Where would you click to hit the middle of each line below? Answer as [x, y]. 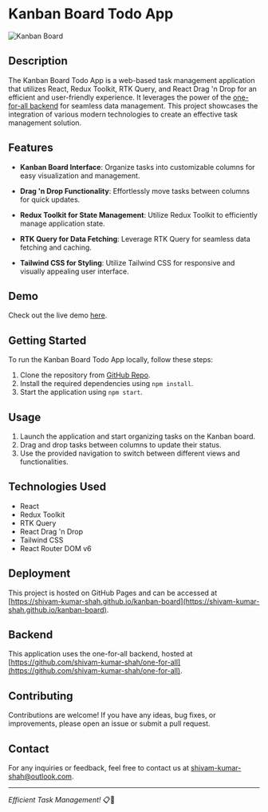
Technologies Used [57, 487]
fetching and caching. [55, 247]
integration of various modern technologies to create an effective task [123, 114]
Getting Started [47, 340]
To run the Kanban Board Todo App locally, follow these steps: [111, 360]
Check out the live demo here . [58, 315]
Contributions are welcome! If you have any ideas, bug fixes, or [112, 715]
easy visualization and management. [80, 175]
